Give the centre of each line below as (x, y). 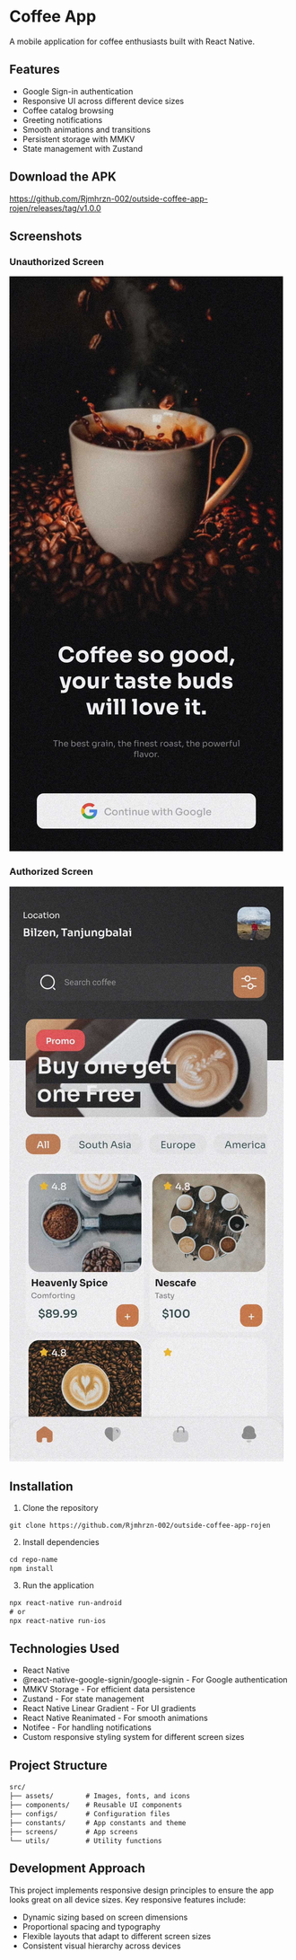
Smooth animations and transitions (86, 129)
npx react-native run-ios (57, 1621)
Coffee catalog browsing (68, 110)
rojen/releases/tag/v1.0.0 (55, 207)
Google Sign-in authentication (78, 91)
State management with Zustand (83, 148)
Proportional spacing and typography (91, 1926)
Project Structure (58, 1766)
